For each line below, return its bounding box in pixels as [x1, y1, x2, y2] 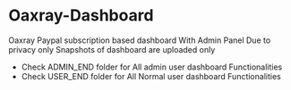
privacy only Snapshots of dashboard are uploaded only [8, 44, 216, 54]
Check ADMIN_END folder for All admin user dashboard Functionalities [21, 61, 283, 72]
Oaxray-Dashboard [8, 5, 154, 26]
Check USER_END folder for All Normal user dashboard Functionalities [21, 70, 281, 81]
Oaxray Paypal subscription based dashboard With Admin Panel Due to [8, 35, 271, 45]
